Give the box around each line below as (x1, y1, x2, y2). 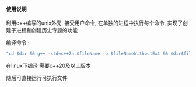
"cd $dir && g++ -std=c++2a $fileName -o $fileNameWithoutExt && (6, 51, 168, 57)
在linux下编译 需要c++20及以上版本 (6, 62, 92, 69)
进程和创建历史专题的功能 (16, 27, 78, 34)
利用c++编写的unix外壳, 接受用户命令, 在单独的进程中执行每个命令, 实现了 (6, 19, 183, 26)
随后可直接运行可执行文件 (6, 75, 68, 82)
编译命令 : (6, 39, 30, 46)
